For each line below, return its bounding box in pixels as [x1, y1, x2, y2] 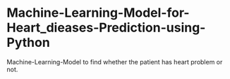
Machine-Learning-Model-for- [6, 5, 190, 21]
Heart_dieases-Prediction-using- [6, 20, 206, 36]
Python [6, 35, 50, 50]
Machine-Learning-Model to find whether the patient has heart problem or [6, 57, 223, 66]
